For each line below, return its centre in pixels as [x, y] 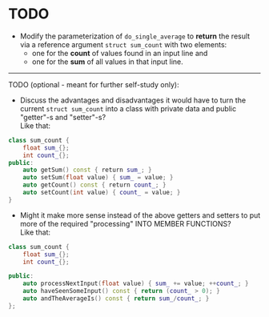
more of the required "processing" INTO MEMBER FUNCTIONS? [125, 223]
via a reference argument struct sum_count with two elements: [123, 44]
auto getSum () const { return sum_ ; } [87, 170]
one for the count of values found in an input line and [120, 53]
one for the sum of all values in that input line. [108, 62]
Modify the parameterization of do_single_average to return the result [135, 36]
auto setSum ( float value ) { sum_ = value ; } [98, 178]
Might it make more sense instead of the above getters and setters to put [140, 215]
